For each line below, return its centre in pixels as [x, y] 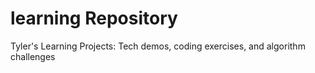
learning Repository [94, 18]
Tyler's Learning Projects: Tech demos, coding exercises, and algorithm [158, 46]
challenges [33, 56]
